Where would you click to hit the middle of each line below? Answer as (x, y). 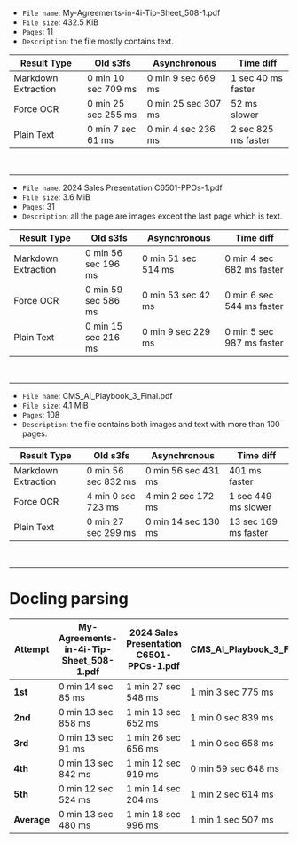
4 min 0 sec (111, 496)
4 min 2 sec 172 (180, 496)
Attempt (31, 649)
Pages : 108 (41, 415)
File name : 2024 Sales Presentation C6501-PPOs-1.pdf (122, 187)
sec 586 (103, 301)
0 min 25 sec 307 (184, 103)
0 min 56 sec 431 (182, 470)
